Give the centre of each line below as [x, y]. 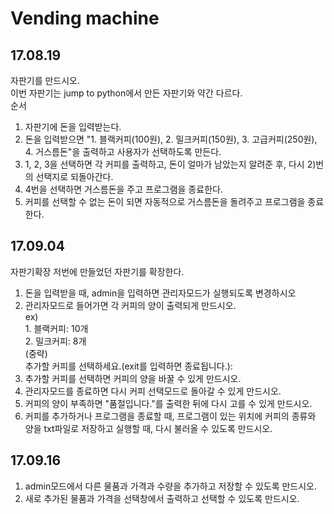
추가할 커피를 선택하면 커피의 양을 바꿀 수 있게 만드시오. [133, 378]
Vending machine [85, 18]
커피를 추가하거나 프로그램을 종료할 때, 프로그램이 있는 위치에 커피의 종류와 [170, 416]
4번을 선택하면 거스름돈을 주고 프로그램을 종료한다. [123, 189]
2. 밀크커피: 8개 [55, 341]
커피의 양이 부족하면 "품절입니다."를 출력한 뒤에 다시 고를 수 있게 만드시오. [168, 403]
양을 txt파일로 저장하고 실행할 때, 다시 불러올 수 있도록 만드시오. [148, 428]
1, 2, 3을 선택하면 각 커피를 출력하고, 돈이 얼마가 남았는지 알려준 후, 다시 [164, 164]
